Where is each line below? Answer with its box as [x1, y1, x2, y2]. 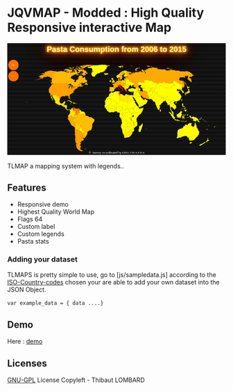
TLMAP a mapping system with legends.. [7, 161, 125, 170]
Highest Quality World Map [17, 207, 95, 216]
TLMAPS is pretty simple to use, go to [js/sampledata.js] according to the [7, 270, 216, 279]
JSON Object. [7, 285, 46, 294]
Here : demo [7, 337, 43, 346]
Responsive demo [17, 200, 69, 209]
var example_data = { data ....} [7, 299, 104, 307]
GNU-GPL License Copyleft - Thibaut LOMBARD [7, 376, 146, 384]
